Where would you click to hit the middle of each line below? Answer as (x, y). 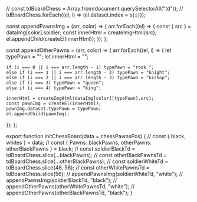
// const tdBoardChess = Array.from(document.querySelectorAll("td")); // (95, 9)
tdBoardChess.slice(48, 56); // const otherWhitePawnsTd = (78, 167)
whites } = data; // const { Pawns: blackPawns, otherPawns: (79, 142)
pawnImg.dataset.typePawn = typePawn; (54, 109)
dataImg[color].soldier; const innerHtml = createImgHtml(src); (81, 32)
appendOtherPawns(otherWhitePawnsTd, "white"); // (70, 186)
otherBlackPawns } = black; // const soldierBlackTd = (71, 149)
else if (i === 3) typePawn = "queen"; (55, 83)
